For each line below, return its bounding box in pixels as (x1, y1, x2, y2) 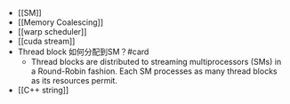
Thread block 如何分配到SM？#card (17, 46, 149, 57)
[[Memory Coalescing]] (17, 17, 104, 28)
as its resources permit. (30, 76, 118, 85)
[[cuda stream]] (17, 36, 76, 46)
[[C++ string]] (17, 84, 69, 95)
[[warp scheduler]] (17, 27, 87, 36)
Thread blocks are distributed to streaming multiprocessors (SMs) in (30, 57, 282, 67)
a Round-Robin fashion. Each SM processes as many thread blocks (30, 66, 278, 76)
